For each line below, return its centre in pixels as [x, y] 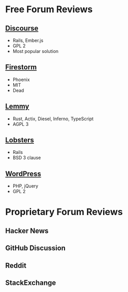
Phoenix [21, 79]
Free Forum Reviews [49, 9]
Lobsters [20, 140]
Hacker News [27, 231]
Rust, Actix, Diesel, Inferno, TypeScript [53, 119]
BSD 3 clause [27, 158]
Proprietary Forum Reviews [64, 212]
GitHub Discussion [36, 248]
